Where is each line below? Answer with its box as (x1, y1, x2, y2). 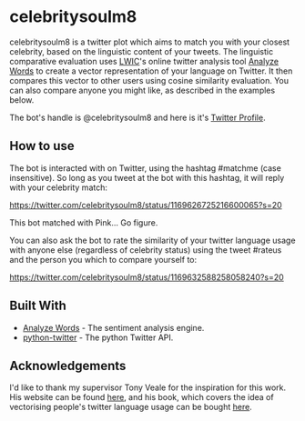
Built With (9, 298, 66, 314)
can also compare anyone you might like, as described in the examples (9, 85, 276, 95)
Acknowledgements (9, 357, 127, 374)
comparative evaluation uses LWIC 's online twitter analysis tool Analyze (9, 55, 280, 66)
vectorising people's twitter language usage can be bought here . (9, 402, 252, 413)
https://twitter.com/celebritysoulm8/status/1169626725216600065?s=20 (9, 199, 282, 210)
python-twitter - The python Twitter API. (22, 332, 174, 343)
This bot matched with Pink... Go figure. (9, 216, 158, 228)
